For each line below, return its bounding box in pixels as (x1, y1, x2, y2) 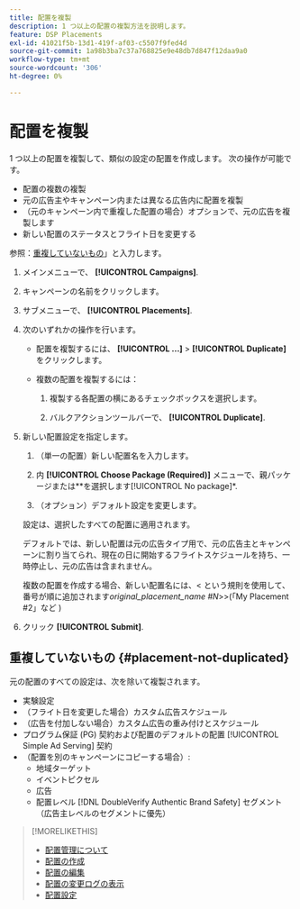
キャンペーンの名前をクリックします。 (22, 286, 164, 296)
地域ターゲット (35, 762, 92, 773)
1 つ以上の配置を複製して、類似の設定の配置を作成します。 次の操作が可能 (9, 152, 285, 163)
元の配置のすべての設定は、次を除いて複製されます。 (9, 676, 205, 686)
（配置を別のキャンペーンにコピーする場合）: (22, 751, 191, 762)
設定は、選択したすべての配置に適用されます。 (22, 519, 195, 530)
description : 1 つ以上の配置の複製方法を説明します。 (9, 22, 191, 31)
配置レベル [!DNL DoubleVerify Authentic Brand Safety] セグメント (35, 796, 283, 807)
